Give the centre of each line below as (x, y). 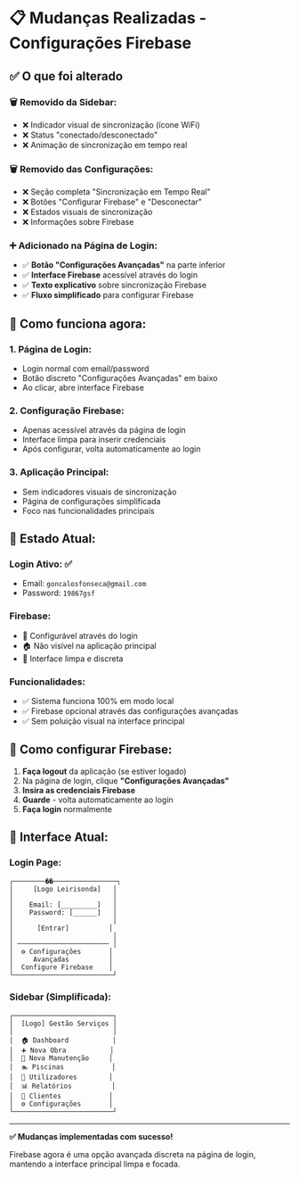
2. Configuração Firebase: (67, 411)
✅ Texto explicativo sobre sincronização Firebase (114, 285)
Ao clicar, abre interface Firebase (83, 388)
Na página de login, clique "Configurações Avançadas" (125, 780)
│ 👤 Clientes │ (61, 1096)
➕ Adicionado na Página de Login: (84, 245)
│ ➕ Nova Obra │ (61, 1050)
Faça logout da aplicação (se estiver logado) (104, 771)
